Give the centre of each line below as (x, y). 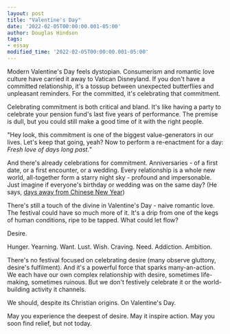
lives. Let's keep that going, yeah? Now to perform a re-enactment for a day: (115, 142)
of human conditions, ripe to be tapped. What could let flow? (93, 220)
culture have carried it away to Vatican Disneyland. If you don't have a (106, 79)
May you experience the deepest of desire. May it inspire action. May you (111, 316)
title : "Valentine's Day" (44, 20)
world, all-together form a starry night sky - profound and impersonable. (110, 177)
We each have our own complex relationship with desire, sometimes (103, 274)
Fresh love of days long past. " (50, 149)
